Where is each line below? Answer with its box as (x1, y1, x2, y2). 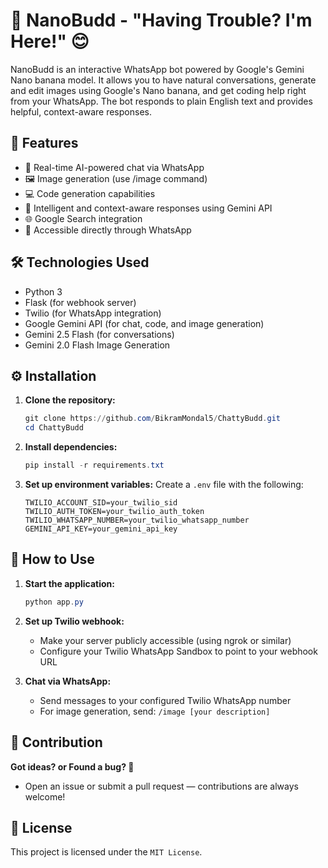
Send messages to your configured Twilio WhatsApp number (39, 694, 292, 706)
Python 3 (24, 285, 63, 298)
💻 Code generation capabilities (24, 187, 156, 199)
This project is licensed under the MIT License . (10, 846, 203, 858)
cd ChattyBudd (24, 423, 84, 433)
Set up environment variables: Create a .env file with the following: (24, 479, 304, 490)
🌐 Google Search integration (24, 212, 143, 224)
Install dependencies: (24, 441, 118, 453)
